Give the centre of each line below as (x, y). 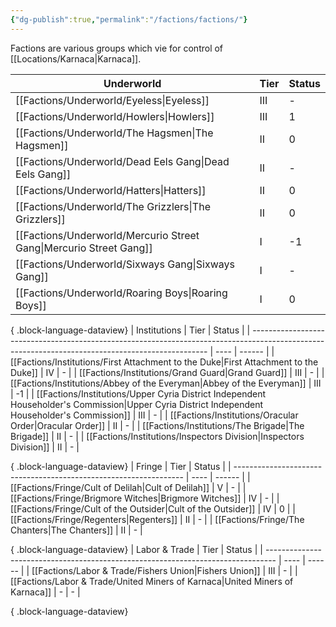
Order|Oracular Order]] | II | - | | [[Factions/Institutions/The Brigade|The (157, 425)
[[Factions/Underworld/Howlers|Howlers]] (115, 116)
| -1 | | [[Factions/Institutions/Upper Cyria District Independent (138, 393)
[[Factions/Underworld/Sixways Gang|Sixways (125, 264)
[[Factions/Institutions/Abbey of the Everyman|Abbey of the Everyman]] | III (166, 383)
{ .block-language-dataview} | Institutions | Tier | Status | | (130, 330)
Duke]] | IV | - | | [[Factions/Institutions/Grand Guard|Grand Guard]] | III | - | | (167, 372)
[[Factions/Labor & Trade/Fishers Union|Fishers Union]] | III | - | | (164, 570)
